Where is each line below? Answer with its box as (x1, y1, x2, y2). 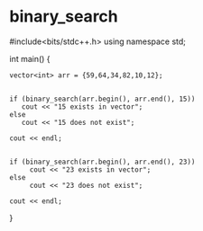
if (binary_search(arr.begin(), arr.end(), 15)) (9, 94, 196, 103)
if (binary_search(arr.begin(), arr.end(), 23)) (9, 157, 196, 166)
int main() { (9, 53, 51, 64)
